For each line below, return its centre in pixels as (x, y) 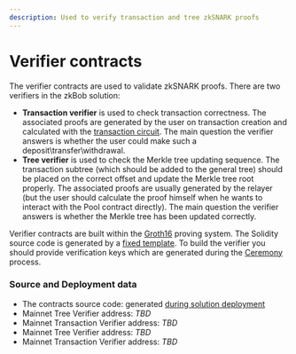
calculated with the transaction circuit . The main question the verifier (148, 131)
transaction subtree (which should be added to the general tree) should (152, 169)
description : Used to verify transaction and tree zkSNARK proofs (134, 17)
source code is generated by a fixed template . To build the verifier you (137, 243)
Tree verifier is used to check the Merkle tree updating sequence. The (151, 160)
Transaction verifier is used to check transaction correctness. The (144, 113)
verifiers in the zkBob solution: (65, 95)
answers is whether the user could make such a (109, 141)
